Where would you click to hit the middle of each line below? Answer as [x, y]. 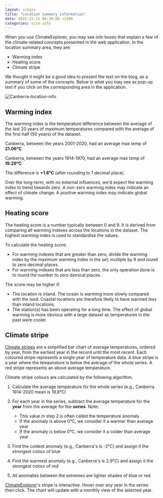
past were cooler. [29, 320]
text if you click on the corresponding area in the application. [66, 87]
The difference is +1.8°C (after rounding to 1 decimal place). [65, 173]
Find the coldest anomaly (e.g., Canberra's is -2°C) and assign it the [80, 446]
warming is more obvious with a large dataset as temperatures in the [81, 314]
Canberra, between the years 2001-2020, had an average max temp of [76, 144]
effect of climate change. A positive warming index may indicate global [76, 193]
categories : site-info [28, 23]
